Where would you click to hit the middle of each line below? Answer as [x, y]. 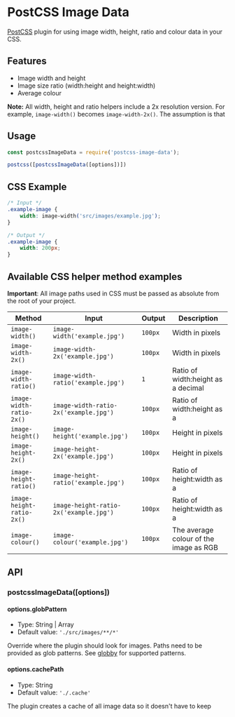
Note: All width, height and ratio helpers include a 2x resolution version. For [116, 107]
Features [27, 61]
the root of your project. [42, 301]
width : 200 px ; [40, 248]
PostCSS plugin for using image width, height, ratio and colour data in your [115, 32]
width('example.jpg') [89, 336]
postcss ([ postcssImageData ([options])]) [67, 165]
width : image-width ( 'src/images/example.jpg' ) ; [90, 216]
